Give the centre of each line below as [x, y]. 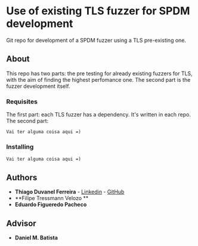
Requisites [22, 102]
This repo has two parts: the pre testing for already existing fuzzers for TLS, [99, 73]
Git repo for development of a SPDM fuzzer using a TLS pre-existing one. [96, 40]
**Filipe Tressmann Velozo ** [52, 198]
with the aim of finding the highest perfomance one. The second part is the [98, 79]
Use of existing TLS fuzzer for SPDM [98, 11]
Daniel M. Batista [36, 238]
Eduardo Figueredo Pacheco [51, 205]
